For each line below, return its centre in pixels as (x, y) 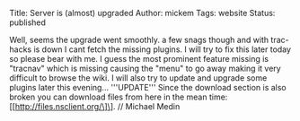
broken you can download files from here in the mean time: (119, 97)
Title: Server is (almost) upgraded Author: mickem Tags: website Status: (142, 13)
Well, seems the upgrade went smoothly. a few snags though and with (139, 40)
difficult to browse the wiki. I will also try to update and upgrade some (138, 78)
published (28, 22)
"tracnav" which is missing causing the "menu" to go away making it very (145, 68)
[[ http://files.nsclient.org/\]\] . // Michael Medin (95, 106)
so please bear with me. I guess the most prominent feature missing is (139, 59)
